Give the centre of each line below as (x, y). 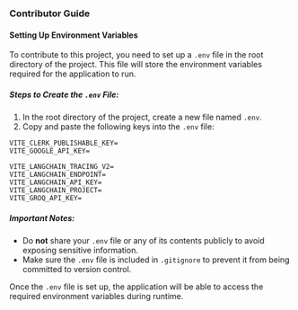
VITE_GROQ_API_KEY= (46, 199)
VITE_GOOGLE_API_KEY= (50, 151)
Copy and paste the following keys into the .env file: (118, 127)
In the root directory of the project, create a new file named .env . (142, 117)
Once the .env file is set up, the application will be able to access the (136, 287)
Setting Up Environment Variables (74, 35)
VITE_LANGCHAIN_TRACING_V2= (62, 167)
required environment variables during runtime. (96, 297)
